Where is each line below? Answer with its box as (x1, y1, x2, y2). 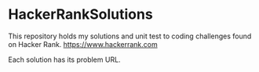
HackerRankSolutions (8, 5, 153, 23)
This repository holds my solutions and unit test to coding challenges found (8, 31, 252, 41)
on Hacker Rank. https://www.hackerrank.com (8, 39, 159, 49)
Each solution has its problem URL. (8, 55, 121, 64)
